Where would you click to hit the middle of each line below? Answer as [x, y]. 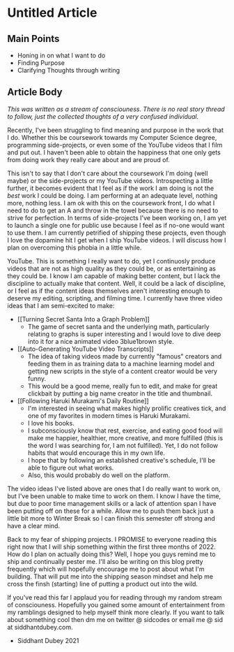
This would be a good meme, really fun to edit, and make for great [123, 386]
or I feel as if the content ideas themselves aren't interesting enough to [109, 291]
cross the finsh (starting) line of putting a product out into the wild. [103, 584]
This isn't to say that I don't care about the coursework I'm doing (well [108, 173]
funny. [37, 378]
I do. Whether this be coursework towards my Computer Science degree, [112, 137]
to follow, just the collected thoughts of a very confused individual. [103, 116]
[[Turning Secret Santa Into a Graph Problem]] [83, 319]
